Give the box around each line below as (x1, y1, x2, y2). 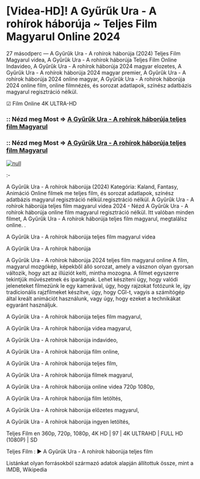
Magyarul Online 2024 (6, 30, 121, 43)
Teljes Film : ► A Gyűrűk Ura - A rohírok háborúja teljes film (6, 448, 153, 456)
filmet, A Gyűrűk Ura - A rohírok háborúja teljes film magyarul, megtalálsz (6, 215, 187, 222)
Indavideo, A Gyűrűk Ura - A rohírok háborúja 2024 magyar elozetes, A (6, 62, 182, 70)
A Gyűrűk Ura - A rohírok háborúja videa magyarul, (6, 325, 132, 332)
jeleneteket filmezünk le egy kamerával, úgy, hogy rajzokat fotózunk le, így (6, 282, 191, 290)
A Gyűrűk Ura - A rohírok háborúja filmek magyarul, (6, 372, 134, 379)
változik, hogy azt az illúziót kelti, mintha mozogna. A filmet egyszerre (6, 269, 179, 277)
